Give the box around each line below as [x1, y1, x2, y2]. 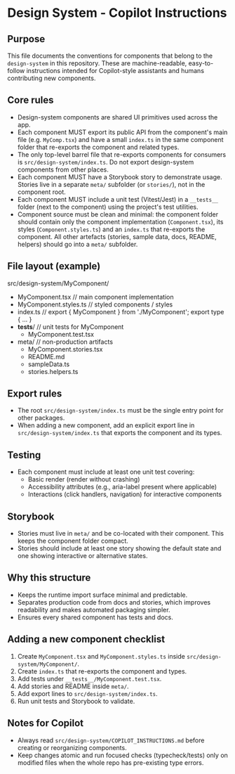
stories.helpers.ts [27, 367, 79, 375]
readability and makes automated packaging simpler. [17, 605, 170, 614]
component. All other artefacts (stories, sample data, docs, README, [17, 232, 217, 240]
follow [7, 67, 25, 75]
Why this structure [7, 572, 91, 584]
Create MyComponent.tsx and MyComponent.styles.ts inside [17, 652, 186, 660]
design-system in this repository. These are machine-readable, [7, 59, 187, 67]
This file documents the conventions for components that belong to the [7, 51, 213, 60]
